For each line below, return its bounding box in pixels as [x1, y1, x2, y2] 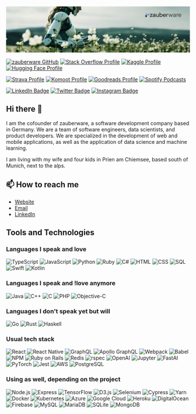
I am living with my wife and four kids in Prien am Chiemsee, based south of [6, 156, 188, 163]
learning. [6, 144, 27, 151]
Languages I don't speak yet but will [6, 307, 111, 315]
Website [14, 198, 35, 205]
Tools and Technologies [6, 227, 95, 237]
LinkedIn [14, 211, 36, 218]
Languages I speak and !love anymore [6, 279, 116, 287]
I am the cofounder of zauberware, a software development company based [6, 119, 190, 126]
